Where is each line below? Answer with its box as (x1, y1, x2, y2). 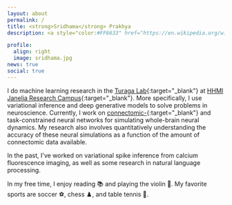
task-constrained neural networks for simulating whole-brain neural (7, 115, 200, 124)
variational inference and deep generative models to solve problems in (7, 101, 208, 109)
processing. (7, 166, 41, 174)
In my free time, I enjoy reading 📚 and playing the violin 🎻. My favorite (7, 179, 207, 188)
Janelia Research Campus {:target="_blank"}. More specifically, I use (7, 94, 202, 102)
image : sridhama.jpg (13, 55, 72, 62)
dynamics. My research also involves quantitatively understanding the (7, 123, 206, 131)
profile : (7, 42, 32, 49)
